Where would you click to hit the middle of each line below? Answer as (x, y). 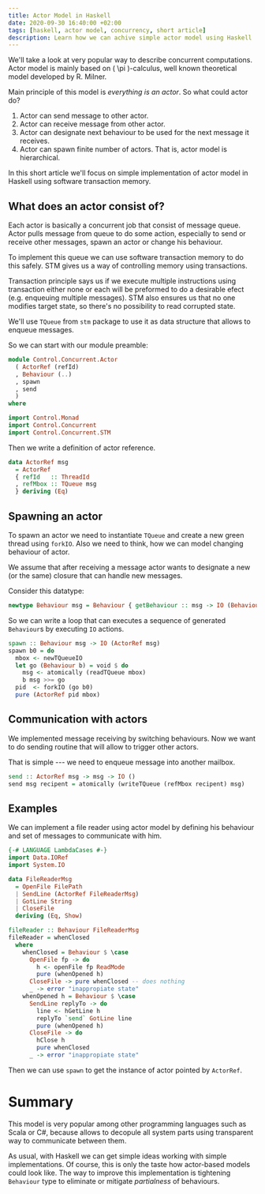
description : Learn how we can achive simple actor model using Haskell (130, 38)
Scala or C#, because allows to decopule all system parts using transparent (131, 1132)
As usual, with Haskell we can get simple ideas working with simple (118, 1156)
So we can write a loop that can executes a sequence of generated (117, 620)
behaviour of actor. (39, 552)
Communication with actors (78, 719)
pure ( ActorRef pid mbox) (58, 695)
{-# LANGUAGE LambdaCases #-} (58, 850)
